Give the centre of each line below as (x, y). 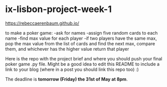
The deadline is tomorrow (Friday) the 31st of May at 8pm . (67, 79)
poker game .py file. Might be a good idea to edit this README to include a (82, 64)
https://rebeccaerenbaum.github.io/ (42, 23)
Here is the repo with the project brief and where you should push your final (84, 58)
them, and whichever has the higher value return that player (67, 49)
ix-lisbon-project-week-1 (59, 9)
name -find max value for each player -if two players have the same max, (81, 38)
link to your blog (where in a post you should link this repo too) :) (72, 69)
